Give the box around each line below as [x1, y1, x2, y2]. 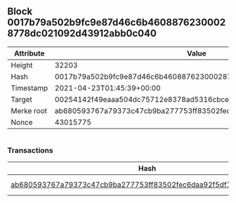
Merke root [11, 105, 48, 115]
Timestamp [11, 83, 48, 93]
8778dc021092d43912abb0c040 [7, 27, 157, 39]
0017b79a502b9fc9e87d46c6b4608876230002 [7, 17, 226, 29]
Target [11, 94, 33, 104]
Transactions [7, 145, 54, 155]
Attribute [13, 48, 45, 58]
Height [11, 60, 33, 70]
